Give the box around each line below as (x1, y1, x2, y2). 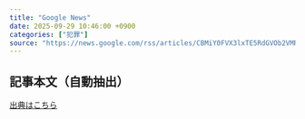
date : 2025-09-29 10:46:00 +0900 (9, 22, 136, 31)
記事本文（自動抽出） (9, 74, 129, 89)
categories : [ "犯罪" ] (9, 30, 89, 39)
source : (9, 38, 39, 48)
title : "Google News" (9, 13, 92, 23)
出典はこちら (9, 100, 57, 111)
